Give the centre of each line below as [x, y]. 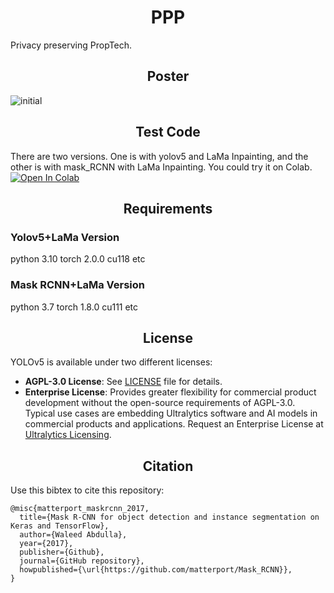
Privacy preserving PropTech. [71, 45]
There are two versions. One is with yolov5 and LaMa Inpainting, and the [159, 156]
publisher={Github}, [62, 552]
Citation [168, 466]
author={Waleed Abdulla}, [73, 535]
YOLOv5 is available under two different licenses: [111, 362]
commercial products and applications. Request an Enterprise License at [174, 424]
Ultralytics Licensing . [68, 435]
